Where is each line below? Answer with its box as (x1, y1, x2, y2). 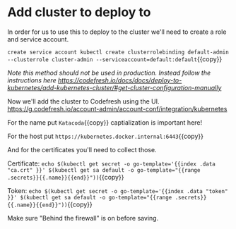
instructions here (7, 75, 57, 85)
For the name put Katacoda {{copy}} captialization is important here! (7, 118, 203, 127)
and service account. (7, 35, 69, 43)
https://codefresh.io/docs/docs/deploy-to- (57, 75, 182, 85)
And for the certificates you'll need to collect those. (7, 145, 157, 154)
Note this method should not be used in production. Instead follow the (7, 68, 211, 77)
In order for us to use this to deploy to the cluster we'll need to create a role (7, 27, 227, 36)
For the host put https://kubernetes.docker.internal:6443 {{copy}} (7, 132, 203, 140)
